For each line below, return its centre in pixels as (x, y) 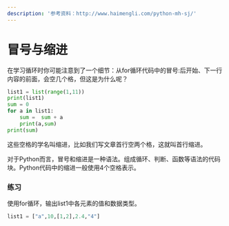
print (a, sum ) (38, 124)
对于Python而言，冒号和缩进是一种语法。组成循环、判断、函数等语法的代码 (114, 158)
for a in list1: (30, 111)
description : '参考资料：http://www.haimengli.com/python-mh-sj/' (102, 13)
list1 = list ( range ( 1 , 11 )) (46, 92)
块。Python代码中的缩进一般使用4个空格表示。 (73, 167)
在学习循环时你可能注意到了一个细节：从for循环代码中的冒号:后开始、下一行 (115, 70)
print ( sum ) (23, 130)
